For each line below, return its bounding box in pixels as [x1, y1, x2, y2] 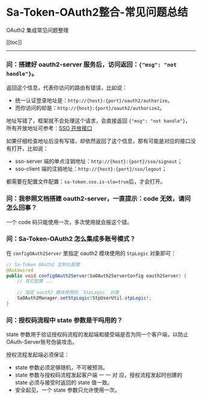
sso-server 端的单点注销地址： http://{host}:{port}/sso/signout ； [14, 157, 183, 165]
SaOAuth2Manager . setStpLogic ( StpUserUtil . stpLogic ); [17, 295, 152, 301]
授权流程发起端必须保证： [6, 351, 70, 358]
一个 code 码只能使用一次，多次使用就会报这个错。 [6, 218, 133, 225]
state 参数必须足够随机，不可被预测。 [14, 364, 108, 371]
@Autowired [6, 267, 34, 273]
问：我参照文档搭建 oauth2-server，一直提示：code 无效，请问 [6, 195, 191, 203]
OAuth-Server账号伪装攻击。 [6, 338, 78, 346]
